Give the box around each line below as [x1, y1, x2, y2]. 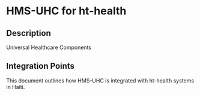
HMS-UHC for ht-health [6, 4, 127, 18]
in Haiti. [6, 83, 25, 90]
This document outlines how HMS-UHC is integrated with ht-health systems [6, 76, 194, 84]
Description [6, 28, 51, 38]
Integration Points [6, 61, 75, 71]
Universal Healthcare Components [6, 44, 92, 51]
